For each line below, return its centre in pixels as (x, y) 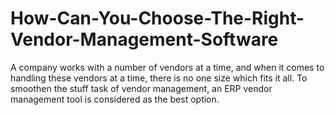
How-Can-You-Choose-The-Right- (157, 18)
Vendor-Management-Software (144, 39)
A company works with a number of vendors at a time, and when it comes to (167, 67)
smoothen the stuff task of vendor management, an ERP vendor (141, 88)
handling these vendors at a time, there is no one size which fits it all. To (159, 78)
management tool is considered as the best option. (115, 99)
